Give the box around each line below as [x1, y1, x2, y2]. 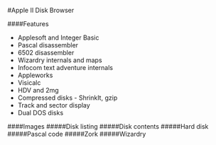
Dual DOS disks [17, 109, 64, 117]
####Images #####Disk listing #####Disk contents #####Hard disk [7, 122, 209, 130]
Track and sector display [17, 101, 90, 109]
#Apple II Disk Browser [7, 6, 75, 14]
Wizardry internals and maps [17, 56, 102, 64]
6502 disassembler [17, 49, 75, 57]
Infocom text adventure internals [17, 64, 114, 71]
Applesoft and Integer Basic [17, 33, 99, 42]
